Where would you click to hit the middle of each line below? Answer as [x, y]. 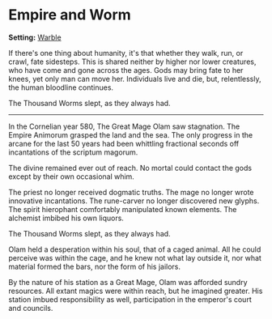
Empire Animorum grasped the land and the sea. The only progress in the [131, 134]
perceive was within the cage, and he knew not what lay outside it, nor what [135, 257]
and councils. [31, 308]
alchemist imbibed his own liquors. [66, 218]
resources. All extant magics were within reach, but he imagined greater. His [136, 291]
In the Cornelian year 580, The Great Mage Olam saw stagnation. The [124, 126]
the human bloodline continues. [61, 87]
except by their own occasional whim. [72, 177]
